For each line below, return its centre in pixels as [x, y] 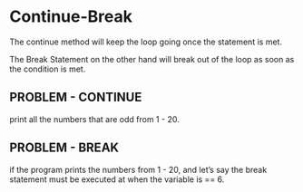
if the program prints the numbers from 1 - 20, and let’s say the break [138, 169]
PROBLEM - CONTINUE [76, 97]
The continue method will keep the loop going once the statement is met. [146, 42]
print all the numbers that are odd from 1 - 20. [94, 119]
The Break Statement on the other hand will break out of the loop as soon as [152, 59]
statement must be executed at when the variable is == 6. [117, 179]
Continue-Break [71, 17]
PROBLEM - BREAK [64, 148]
